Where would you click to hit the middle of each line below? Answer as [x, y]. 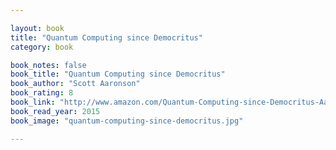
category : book [42, 47]
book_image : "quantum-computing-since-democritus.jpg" [127, 121]
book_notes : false [48, 65]
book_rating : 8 [42, 93]
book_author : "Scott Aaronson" [75, 84]
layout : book [37, 28]
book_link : [33, 102]
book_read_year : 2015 [55, 111]
